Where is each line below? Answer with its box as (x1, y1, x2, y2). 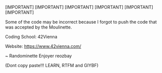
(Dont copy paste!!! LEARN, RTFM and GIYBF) (5, 63, 99, 68)
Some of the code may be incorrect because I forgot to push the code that (5, 19, 157, 25)
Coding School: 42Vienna (5, 34, 57, 39)
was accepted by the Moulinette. (5, 24, 72, 30)
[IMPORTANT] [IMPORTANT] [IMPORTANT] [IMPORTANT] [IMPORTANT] (5, 4, 154, 10)
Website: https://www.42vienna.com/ (5, 43, 82, 49)
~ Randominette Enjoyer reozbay (5, 53, 72, 59)
